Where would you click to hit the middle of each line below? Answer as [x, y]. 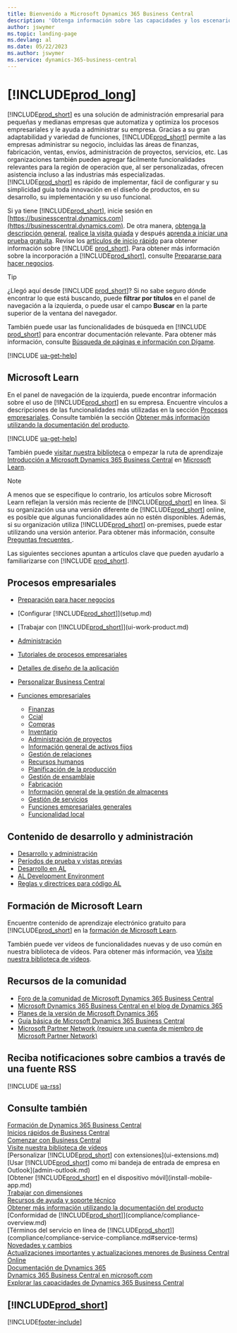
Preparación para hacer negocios [66, 600]
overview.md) [27, 1223]
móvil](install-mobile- [182, 1178]
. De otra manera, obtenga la [164, 225]
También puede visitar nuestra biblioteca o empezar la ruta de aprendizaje [115, 452]
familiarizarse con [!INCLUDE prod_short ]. [68, 561]
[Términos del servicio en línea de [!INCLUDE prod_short [89, 1231]
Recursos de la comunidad [67, 982]
